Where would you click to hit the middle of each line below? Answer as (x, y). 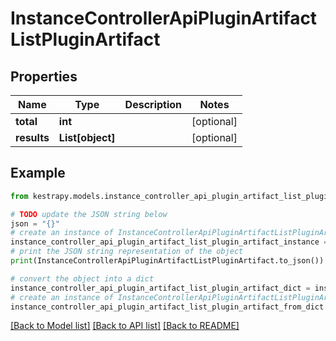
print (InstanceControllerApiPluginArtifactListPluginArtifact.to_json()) (167, 261)
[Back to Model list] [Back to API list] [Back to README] (125, 326)
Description (153, 104)
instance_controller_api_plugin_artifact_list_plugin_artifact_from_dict (167, 307)
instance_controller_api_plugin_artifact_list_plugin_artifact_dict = (160, 288)
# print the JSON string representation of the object (127, 252)
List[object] (87, 137)
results (32, 137)
